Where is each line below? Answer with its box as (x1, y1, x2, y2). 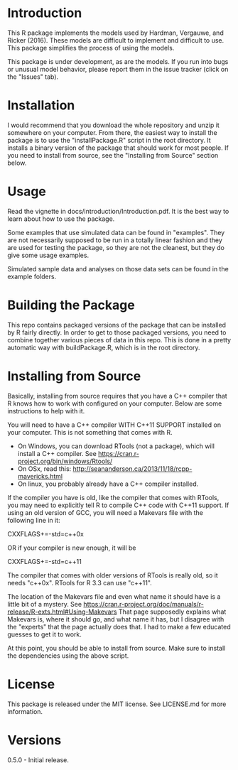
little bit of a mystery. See (7, 600, 82, 608)
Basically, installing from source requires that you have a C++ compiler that (7, 391, 227, 400)
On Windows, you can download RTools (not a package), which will (17, 442, 215, 450)
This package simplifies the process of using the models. (7, 43, 175, 52)
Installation (7, 97, 75, 114)
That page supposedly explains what (118, 607, 227, 616)
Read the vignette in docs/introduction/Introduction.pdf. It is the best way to (7, 207, 229, 215)
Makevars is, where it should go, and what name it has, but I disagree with (7, 614, 225, 623)
